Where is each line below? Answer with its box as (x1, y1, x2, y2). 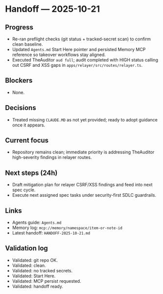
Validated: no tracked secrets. (12, 267, 72, 273)
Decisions (5, 104, 36, 112)
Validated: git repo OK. (12, 257, 58, 263)
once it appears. (12, 122, 46, 128)
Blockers (5, 76, 33, 85)
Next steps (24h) (5, 169, 58, 177)
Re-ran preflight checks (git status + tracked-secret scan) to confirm (12, 36, 151, 42)
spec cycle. (12, 187, 36, 193)
